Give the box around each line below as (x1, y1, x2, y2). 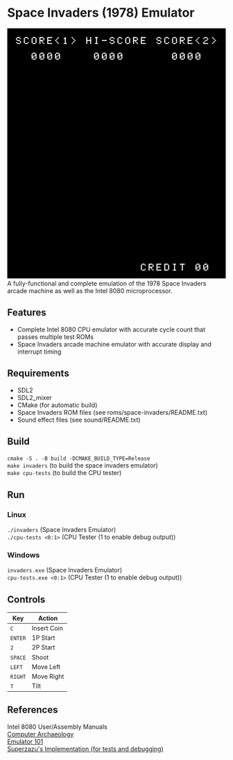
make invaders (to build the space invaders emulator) (7, 461, 158, 470)
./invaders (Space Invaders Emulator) (7, 526, 116, 534)
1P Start (31, 634, 55, 642)
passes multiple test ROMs (17, 332, 94, 341)
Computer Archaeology (7, 729, 74, 738)
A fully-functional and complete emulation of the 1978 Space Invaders (7, 279, 207, 288)
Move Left (31, 662, 61, 671)
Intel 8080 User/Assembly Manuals (7, 722, 107, 731)
